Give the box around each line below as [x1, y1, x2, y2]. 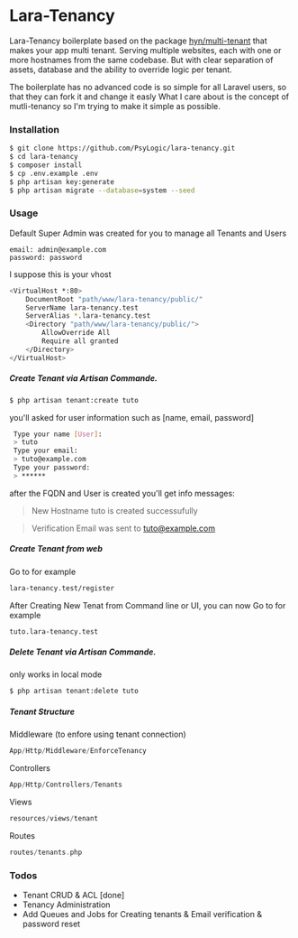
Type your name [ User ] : [13, 430, 103, 439]
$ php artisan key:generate [9, 177, 115, 186]
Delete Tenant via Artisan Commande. [9, 646, 157, 657]
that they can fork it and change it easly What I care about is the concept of [9, 91, 290, 102]
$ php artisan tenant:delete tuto [9, 687, 140, 696]
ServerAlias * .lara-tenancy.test [25, 311, 151, 320]
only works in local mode [9, 669, 103, 680]
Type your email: [13, 446, 78, 456]
